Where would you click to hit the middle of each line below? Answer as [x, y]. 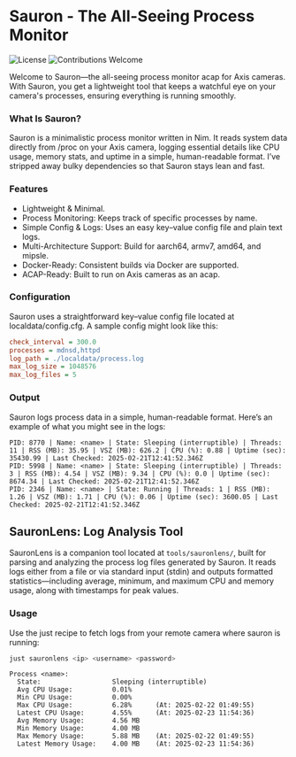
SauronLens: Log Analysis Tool [96, 532]
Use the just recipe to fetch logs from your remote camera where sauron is [145, 633]
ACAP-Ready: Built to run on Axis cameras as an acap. [121, 274]
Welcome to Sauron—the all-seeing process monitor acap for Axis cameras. [147, 76]
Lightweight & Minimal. [64, 208]
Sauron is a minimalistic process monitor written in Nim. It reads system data [148, 138]
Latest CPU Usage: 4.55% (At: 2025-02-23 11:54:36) [136, 713]
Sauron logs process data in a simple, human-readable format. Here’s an [141, 417]
